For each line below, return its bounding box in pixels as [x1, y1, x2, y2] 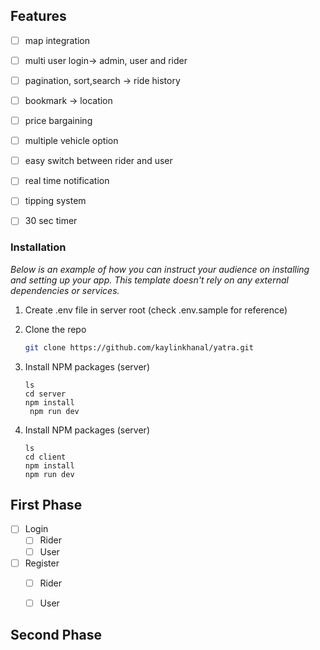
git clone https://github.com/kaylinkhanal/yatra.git [24, 342, 254, 353]
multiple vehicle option [24, 135, 119, 147]
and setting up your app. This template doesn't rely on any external [10, 274, 289, 286]
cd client [24, 452, 67, 462]
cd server [24, 389, 67, 399]
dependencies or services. [10, 284, 120, 296]
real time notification [24, 175, 110, 187]
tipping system [24, 195, 87, 207]
